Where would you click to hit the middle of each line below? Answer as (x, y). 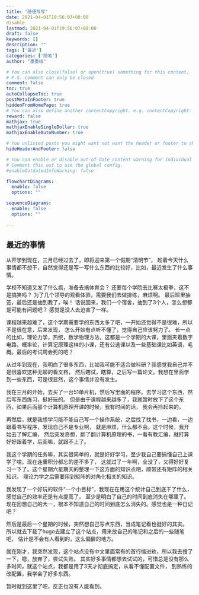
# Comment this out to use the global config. (65, 165)
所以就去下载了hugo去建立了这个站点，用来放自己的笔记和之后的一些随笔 (95, 532)
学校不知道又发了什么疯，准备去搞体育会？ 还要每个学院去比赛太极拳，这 (95, 288)
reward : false (24, 116)
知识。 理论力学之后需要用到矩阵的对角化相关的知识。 (72, 477)
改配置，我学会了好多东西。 (40, 574)
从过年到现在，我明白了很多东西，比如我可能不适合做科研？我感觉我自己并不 (99, 365)
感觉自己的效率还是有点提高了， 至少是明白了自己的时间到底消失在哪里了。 (98, 497)
